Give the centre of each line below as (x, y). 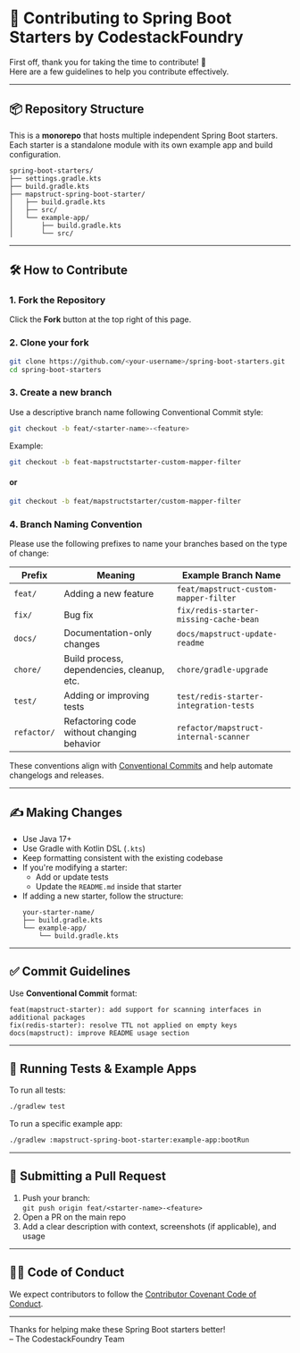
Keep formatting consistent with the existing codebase (122, 857)
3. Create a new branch (61, 393)
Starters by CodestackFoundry (126, 37)
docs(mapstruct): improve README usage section (100, 1033)
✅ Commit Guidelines (70, 971)
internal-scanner (213, 736)
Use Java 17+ (47, 838)
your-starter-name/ (58, 912)
